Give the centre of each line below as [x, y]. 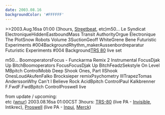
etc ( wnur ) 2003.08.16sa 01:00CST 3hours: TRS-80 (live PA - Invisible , [78, 101]
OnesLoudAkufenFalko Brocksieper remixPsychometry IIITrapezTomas [79, 76]
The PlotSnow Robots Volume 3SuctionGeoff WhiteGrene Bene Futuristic [81, 39]
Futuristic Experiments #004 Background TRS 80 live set [64, 50]
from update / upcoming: [31, 96]
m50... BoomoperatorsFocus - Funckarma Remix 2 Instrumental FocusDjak [83, 60]
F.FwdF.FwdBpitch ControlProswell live [46, 86]
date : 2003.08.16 [23, 10]
